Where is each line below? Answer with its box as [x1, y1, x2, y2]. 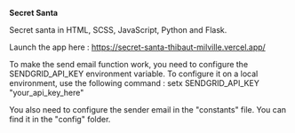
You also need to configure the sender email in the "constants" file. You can [9, 105, 287, 114]
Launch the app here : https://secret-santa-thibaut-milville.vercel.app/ [9, 42, 267, 52]
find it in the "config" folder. [9, 114, 111, 124]
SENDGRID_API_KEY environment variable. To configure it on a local [9, 68, 259, 79]
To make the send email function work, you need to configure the [9, 59, 249, 69]
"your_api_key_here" [9, 88, 84, 98]
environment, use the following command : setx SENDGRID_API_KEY [9, 78, 259, 88]
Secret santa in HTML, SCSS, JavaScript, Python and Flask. [9, 25, 227, 35]
